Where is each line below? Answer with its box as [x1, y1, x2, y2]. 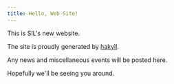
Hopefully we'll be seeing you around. [7, 69, 115, 77]
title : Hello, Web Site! [7, 10, 78, 17]
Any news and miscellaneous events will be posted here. [7, 56, 168, 64]
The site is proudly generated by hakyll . [7, 42, 119, 50]
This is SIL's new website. [7, 29, 80, 37]
